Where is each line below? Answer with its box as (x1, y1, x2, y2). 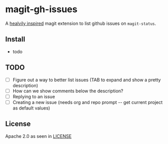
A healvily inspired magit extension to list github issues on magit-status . (5, 20, 156, 26)
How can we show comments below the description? (12, 88, 123, 94)
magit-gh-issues (5, 4, 78, 15)
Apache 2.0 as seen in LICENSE (5, 133, 72, 139)
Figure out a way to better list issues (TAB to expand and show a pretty (12, 77, 161, 83)
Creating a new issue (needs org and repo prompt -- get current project (12, 99, 163, 105)
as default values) (12, 105, 50, 111)
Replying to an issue (12, 93, 55, 99)
